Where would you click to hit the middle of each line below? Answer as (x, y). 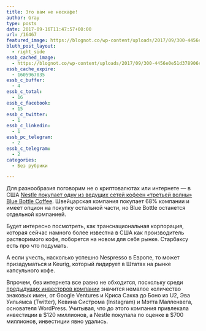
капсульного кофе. (31, 270)
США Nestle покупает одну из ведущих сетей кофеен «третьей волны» (99, 195)
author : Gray (23, 18)
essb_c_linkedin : (29, 126)
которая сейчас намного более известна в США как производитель (95, 232)
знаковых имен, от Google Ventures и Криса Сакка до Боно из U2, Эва (98, 296)
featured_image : (27, 40)
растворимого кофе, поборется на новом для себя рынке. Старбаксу (97, 239)
